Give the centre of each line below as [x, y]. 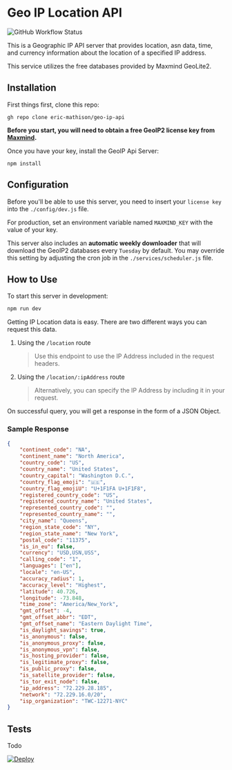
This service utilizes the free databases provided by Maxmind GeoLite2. [109, 66]
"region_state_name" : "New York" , [69, 534]
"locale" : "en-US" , [48, 573]
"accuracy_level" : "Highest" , [63, 585]
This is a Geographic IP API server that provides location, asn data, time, [110, 45]
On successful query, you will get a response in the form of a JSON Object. [114, 411]
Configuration [38, 185]
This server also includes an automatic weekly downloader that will [104, 243]
